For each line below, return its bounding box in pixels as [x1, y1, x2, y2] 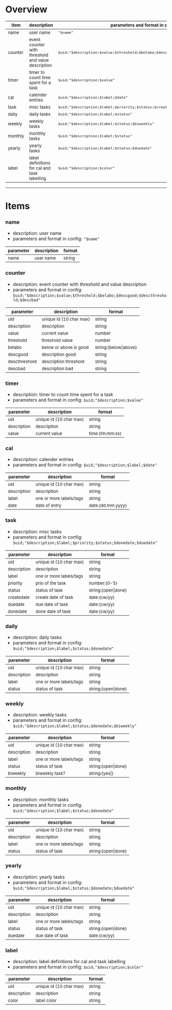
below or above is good [41, 344, 89, 350]
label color [35, 998, 57, 1003]
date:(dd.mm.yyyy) [89, 503, 127, 508]
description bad [41, 365, 73, 371]
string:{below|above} [95, 344, 137, 350]
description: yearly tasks [12, 874, 65, 880]
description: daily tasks [12, 634, 62, 640]
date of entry [35, 503, 62, 508]
